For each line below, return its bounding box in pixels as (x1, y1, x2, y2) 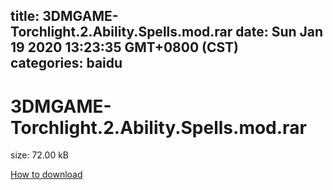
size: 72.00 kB (10, 149, 70, 161)
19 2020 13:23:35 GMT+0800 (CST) (10, 39, 240, 56)
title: (10, 8, 40, 25)
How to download (10, 169, 83, 181)
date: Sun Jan (235, 24, 324, 41)
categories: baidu (10, 55, 123, 72)
